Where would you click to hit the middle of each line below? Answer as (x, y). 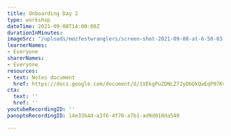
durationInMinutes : (35, 33)
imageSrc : (21, 39)
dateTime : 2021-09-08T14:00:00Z (53, 26)
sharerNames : (26, 58)
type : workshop (29, 20)
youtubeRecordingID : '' (41, 109)
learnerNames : (27, 45)
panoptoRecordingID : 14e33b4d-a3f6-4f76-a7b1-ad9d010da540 (93, 115)
